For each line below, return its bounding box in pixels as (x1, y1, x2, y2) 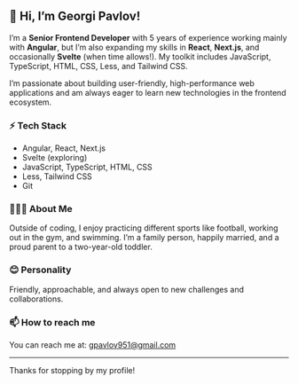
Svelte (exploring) (21, 153, 88, 163)
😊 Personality (9, 263, 72, 276)
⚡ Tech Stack (9, 119, 67, 131)
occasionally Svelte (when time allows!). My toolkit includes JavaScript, (9, 51, 271, 62)
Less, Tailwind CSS (21, 171, 93, 182)
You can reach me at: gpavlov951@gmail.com (9, 340, 176, 350)
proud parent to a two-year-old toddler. (9, 241, 153, 253)
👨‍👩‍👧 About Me (9, 203, 73, 216)
